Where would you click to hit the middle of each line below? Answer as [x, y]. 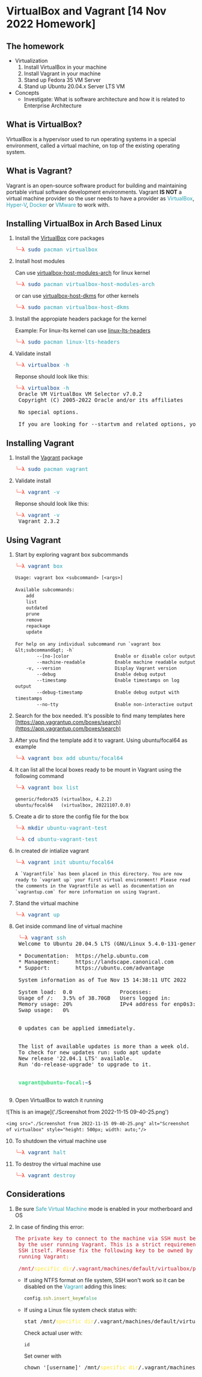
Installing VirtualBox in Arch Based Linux [84, 224]
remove [34, 620]
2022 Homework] [51, 24]
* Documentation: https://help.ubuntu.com [83, 956]
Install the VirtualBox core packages [60, 238]
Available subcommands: [45, 590]
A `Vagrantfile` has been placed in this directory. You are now [98, 874]
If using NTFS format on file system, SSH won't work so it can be [104, 1280]
